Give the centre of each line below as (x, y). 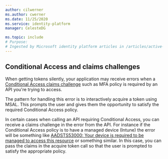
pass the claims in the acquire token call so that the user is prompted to (79, 146)
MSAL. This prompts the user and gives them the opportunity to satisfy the (82, 104)
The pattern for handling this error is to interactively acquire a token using (81, 99)
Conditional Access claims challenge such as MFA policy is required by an (81, 84)
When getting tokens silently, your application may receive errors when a (80, 79)
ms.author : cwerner (25, 14)
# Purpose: (16, 42)
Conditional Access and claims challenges (72, 67)
